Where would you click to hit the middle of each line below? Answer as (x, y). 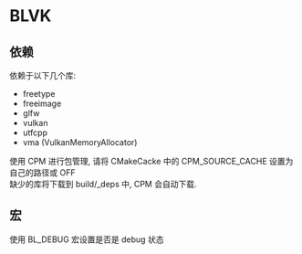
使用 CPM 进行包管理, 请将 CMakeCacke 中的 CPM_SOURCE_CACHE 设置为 (151, 161)
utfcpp (35, 132)
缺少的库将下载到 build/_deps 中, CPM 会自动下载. (103, 184)
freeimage (42, 103)
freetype (39, 94)
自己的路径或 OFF (42, 173)
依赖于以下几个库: (43, 75)
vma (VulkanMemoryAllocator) (80, 142)
